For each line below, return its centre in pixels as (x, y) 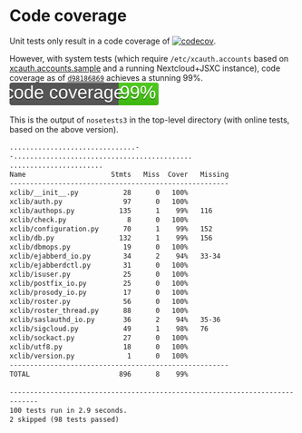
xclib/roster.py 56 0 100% (99, 301)
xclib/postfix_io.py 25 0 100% (99, 283)
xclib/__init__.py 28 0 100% (99, 192)
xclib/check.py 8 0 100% (99, 220)
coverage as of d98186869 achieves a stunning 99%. (107, 77)
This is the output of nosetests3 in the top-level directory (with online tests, (150, 120)
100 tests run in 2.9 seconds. (68, 410)
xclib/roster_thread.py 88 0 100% (99, 310)
